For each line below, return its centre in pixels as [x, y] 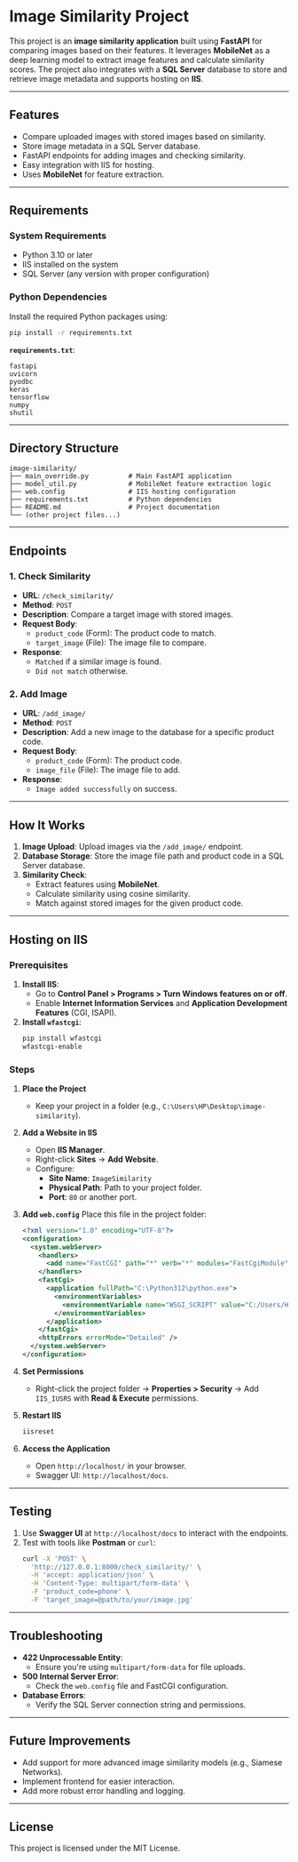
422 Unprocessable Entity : [72, 1657]
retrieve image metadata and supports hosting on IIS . [106, 78]
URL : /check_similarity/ [67, 595]
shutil [21, 412]
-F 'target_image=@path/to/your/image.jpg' [112, 1600]
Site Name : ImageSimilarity [100, 1178]
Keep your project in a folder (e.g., [98, 1106]
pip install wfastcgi [62, 1038]
